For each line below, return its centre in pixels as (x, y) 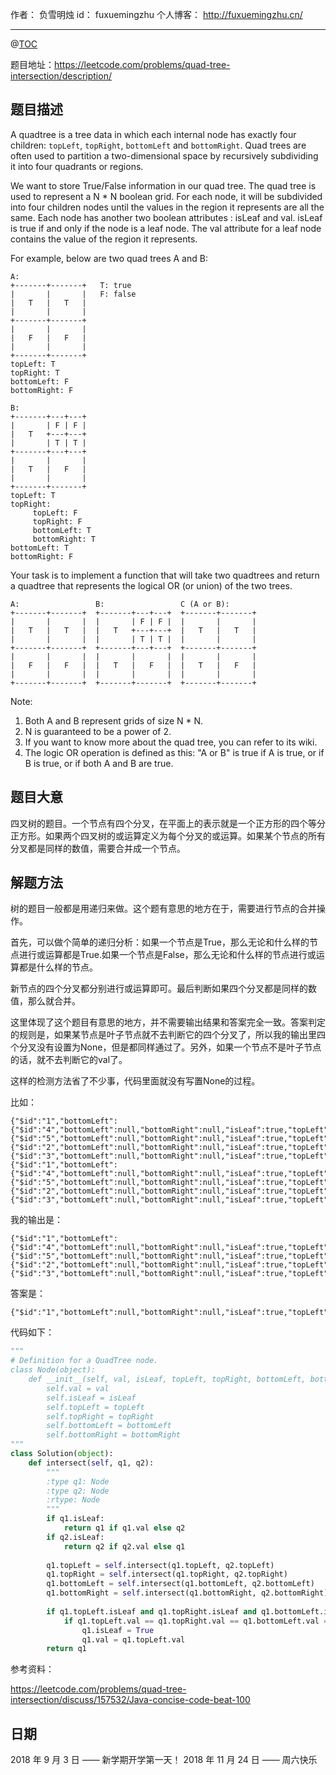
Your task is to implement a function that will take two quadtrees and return (165, 575)
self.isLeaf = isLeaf (91, 1398)
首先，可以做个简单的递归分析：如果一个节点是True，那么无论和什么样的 (160, 942)
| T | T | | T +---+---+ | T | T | (133, 630)
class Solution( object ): (62, 1454)
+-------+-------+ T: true (71, 285)
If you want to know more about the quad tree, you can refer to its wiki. (171, 742)
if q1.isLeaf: (75, 1519)
